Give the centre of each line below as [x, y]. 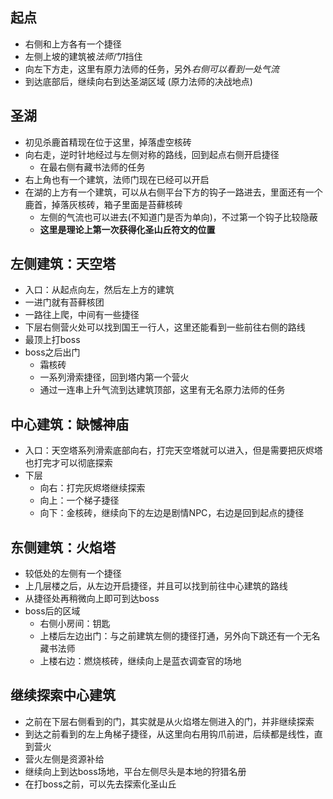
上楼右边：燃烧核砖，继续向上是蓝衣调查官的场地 [140, 661]
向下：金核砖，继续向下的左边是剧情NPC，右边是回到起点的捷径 [172, 513]
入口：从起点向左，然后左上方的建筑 [99, 290]
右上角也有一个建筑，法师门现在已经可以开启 [117, 179]
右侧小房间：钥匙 [75, 624]
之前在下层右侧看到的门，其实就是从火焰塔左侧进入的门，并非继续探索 [169, 721]
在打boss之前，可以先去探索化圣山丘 [100, 784]
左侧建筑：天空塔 [63, 264]
